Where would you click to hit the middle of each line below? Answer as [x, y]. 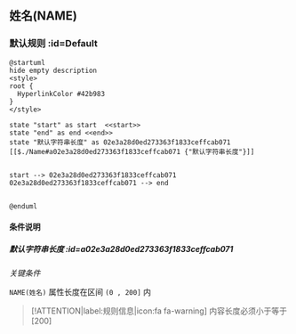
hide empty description [53, 70]
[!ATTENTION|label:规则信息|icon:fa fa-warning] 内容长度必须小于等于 [159, 311]
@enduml [24, 206]
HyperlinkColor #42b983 [61, 94]
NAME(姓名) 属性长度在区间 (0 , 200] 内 [80, 292]
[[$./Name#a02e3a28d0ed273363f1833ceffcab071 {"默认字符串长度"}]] [132, 151]
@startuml [28, 62]
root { [21, 86]
